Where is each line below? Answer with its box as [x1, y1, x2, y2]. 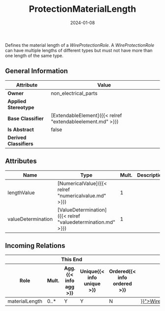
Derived [7, 134, 27, 141]
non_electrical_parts [51, 90, 98, 96]
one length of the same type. [5, 53, 64, 59]
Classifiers [7, 140, 33, 147]
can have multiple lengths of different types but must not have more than [5, 47, 153, 53]
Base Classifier [7, 115, 44, 122]
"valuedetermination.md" [57, 218, 115, 225]
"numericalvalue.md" [57, 192, 107, 199]
